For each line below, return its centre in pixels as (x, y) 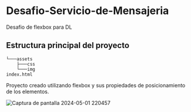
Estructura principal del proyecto (68, 45)
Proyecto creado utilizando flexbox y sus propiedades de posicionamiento (96, 85)
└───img (26, 69)
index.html (19, 74)
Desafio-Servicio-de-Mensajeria (88, 11)
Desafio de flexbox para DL (39, 27)
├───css (26, 64)
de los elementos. (28, 91)
